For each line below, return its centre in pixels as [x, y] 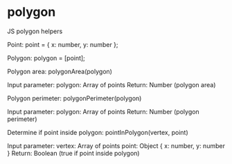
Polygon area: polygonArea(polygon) [60, 71]
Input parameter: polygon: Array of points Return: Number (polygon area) [111, 84]
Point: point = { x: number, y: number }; [63, 44]
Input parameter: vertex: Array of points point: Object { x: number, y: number [116, 145]
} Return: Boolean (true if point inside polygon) [73, 153]
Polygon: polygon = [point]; [46, 58]
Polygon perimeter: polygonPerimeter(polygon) [74, 98]
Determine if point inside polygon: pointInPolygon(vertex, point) [98, 132]
